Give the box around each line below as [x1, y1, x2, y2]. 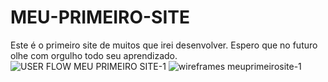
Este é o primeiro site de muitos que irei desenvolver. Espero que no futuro [10, 39, 318, 51]
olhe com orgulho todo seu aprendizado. [10, 49, 178, 61]
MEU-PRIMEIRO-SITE [10, 6, 190, 29]
